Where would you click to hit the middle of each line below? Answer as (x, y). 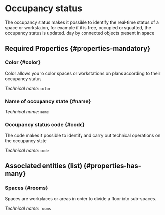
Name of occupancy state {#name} (48, 101)
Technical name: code (27, 150)
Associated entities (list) (44, 166)
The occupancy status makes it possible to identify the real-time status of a (82, 22)
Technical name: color (28, 88)
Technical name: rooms (28, 208)
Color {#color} (23, 62)
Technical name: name (27, 111)
